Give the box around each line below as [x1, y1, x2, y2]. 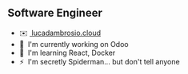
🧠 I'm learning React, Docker [18, 48, 116, 57]
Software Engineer [7, 6, 103, 20]
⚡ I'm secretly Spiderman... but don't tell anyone [18, 56, 181, 66]
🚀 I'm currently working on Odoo [18, 39, 129, 49]
